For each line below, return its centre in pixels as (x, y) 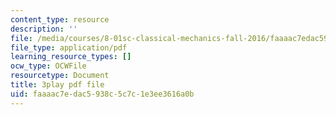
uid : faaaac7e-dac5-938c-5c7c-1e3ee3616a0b (102, 94)
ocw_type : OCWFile (48, 66)
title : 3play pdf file (57, 85)
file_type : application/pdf (69, 47)
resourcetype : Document (60, 76)
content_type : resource (60, 19)
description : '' (44, 29)
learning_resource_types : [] (71, 57)
